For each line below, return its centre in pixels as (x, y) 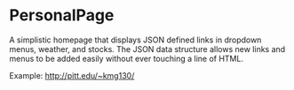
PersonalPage (62, 15)
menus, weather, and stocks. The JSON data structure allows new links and (147, 49)
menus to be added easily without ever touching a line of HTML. (127, 58)
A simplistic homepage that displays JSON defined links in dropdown (135, 40)
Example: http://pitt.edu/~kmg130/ (72, 75)
